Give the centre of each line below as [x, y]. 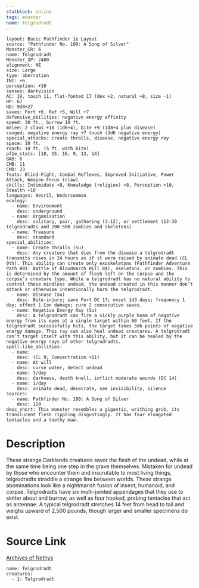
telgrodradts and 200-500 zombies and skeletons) [69, 227]
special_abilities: [30, 243]
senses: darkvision [30, 91]
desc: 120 [29, 404]
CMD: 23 [16, 170]
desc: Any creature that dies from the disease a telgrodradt [96, 253]
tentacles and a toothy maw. [42, 420]
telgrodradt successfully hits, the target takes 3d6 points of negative [100, 326]
